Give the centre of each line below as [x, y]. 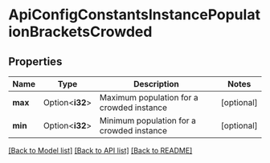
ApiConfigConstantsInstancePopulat [135, 15]
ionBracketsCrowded [80, 32]
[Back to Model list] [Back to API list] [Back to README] [100, 151]
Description [156, 84]
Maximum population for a [149, 98]
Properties [35, 61]
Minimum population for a [148, 120]
